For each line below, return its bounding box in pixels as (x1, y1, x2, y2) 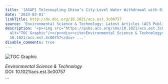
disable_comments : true (5, 40, 55, 45)
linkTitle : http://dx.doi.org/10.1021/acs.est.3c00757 (5, 16, 122, 21)
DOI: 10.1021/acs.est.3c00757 (5, 68, 66, 74)
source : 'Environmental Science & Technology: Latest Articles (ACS (5, 21, 151, 26)
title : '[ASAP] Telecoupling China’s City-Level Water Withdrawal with (5, 7, 157, 12)
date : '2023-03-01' (5, 12, 46, 17)
